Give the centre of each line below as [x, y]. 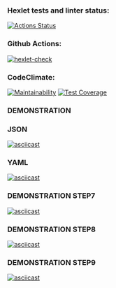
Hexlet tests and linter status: [58, 10]
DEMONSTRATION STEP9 [52, 262]
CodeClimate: [31, 77]
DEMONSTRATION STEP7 [51, 196]
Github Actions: [35, 44]
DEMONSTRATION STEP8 [52, 229]
